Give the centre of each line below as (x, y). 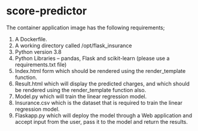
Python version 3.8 (38, 51)
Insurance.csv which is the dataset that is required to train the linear (98, 102)
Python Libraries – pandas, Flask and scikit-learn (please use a (92, 58)
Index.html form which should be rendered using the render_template (100, 71)
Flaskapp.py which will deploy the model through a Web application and (103, 115)
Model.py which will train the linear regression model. (81, 96)
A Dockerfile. (31, 39)
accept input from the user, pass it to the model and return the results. (101, 121)
